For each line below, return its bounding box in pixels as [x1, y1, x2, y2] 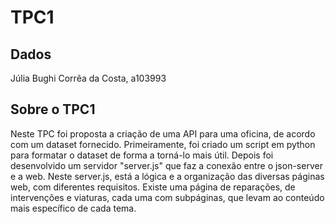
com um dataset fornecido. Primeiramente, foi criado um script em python [10, 138, 316, 150]
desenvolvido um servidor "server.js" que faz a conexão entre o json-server [10, 159, 323, 171]
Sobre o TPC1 [10, 101, 96, 118]
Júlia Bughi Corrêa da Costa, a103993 [10, 72, 167, 84]
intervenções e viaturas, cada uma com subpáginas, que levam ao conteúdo [10, 191, 325, 203]
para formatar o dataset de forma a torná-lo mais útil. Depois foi [10, 149, 274, 161]
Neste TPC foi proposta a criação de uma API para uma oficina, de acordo [10, 127, 316, 140]
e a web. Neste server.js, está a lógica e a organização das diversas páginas [10, 170, 325, 182]
